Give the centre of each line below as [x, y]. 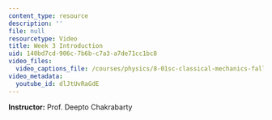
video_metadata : [36, 76]
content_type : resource [49, 16]
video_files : [30, 62]
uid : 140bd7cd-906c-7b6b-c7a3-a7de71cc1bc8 [83, 54]
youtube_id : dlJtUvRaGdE [57, 84]
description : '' [36, 24]
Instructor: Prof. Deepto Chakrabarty [70, 107]
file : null [27, 31]
